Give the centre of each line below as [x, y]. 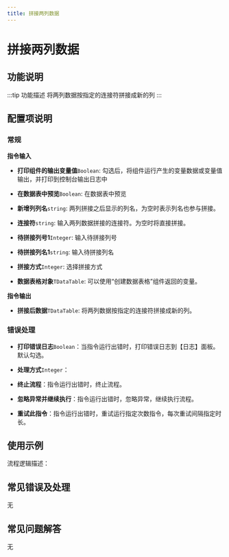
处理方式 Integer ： [43, 370]
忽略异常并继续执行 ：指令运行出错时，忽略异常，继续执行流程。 [107, 398]
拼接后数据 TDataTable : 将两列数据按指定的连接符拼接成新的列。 [106, 310]
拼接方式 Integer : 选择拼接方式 [60, 267]
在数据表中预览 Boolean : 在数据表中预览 [72, 194]
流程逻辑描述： [28, 464]
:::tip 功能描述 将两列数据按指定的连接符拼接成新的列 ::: [85, 95]
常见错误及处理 [39, 487]
